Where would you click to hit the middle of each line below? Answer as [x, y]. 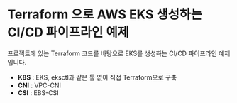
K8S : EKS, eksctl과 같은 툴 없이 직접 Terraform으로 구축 [97, 77]
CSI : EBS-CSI [38, 92]
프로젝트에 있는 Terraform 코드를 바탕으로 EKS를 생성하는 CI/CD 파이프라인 [112, 53]
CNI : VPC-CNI [39, 85]
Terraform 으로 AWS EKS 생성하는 [105, 15]
